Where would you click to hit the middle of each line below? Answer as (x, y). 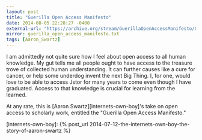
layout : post (23, 12)
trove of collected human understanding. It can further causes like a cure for (101, 69)
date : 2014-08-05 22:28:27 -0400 (48, 23)
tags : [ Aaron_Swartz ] (33, 39)
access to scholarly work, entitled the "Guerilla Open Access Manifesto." (96, 112)
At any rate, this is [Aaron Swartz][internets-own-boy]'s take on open (92, 106)
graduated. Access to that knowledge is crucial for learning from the (91, 88)
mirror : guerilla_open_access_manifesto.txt (63, 34)
